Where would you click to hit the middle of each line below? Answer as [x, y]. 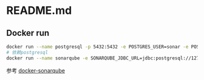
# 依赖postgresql [27, 52]
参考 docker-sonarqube [36, 70]
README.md [39, 11]
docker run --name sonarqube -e [47, 58]
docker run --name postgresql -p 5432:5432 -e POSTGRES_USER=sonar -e [97, 47]
